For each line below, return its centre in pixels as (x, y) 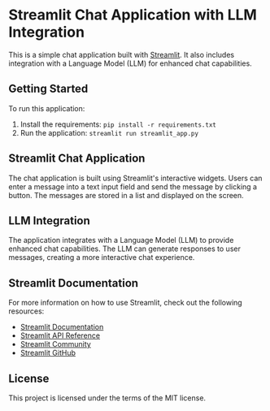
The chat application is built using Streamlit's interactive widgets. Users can (135, 178)
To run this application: (47, 108)
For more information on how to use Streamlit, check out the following (125, 303)
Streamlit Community (55, 344)
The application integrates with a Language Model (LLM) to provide (121, 240)
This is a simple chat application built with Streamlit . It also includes (121, 54)
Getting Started (48, 89)
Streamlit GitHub (48, 353)
